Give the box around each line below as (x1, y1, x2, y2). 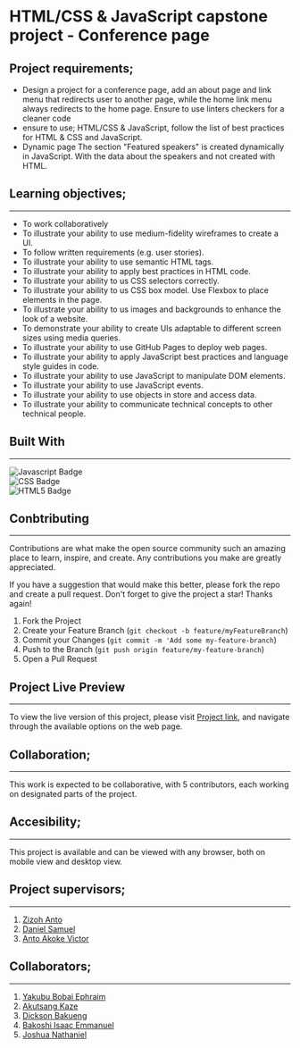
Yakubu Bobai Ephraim (21, 991, 106, 1002)
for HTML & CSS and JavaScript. (21, 132, 143, 142)
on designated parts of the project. (9, 789, 137, 800)
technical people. (21, 408, 87, 419)
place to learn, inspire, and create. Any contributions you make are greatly (9, 552, 282, 564)
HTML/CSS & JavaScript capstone (9, 6, 268, 27)
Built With (9, 434, 65, 449)
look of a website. (21, 313, 88, 323)
